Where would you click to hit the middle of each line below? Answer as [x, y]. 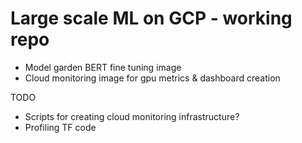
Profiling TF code [60, 127]
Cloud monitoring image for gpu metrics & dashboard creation [152, 78]
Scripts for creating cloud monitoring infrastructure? [132, 116]
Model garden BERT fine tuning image [103, 67]
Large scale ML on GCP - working [151, 18]
